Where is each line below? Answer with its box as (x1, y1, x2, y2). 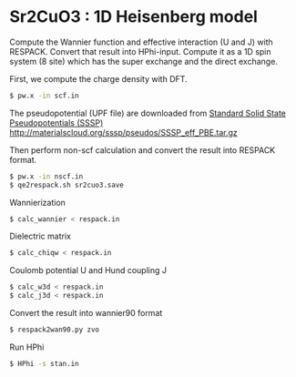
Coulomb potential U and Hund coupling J (9, 265, 167, 276)
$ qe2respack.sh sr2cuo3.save (9, 180, 125, 189)
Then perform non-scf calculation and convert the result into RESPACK (9, 144, 276, 156)
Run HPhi (9, 341, 45, 352)
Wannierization (9, 197, 66, 208)
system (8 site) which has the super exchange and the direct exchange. (9, 56, 278, 66)
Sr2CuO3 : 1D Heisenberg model (9, 6, 258, 27)
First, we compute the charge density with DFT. (9, 73, 189, 84)
